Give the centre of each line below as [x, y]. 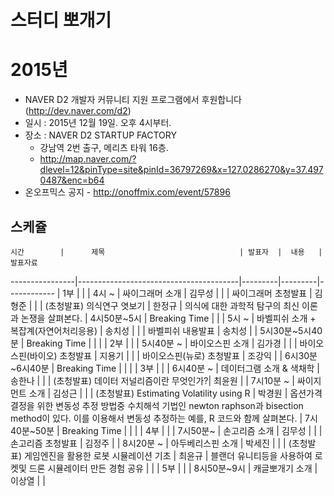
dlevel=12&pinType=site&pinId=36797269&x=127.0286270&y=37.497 [181, 170]
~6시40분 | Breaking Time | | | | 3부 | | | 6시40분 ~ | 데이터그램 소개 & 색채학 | [165, 368]
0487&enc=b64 [72, 180]
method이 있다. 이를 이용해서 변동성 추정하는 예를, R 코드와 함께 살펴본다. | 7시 [164, 418]
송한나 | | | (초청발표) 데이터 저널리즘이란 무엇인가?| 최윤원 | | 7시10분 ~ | [152, 380]
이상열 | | [28, 480]
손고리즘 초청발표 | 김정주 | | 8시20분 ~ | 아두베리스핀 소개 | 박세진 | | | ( [151, 443]
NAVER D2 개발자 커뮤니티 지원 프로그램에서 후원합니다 [133, 100]
